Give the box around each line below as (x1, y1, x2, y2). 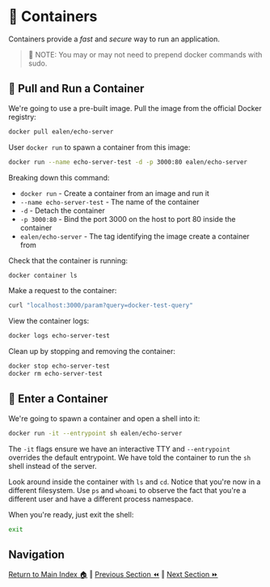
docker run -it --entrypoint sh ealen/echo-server (8, 429, 183, 437)
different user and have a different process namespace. (8, 494, 194, 504)
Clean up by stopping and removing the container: (8, 347, 175, 356)
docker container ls (8, 271, 78, 279)
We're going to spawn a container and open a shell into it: (8, 413, 200, 423)
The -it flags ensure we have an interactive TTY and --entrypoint (8, 444, 230, 453)
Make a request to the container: (8, 286, 117, 296)
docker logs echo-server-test (8, 332, 111, 340)
